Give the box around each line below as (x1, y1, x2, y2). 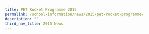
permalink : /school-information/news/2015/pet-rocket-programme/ (5, 12, 144, 17)
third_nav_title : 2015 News (5, 21, 64, 26)
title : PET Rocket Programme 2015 (5, 7, 77, 12)
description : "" (5, 16, 39, 21)
